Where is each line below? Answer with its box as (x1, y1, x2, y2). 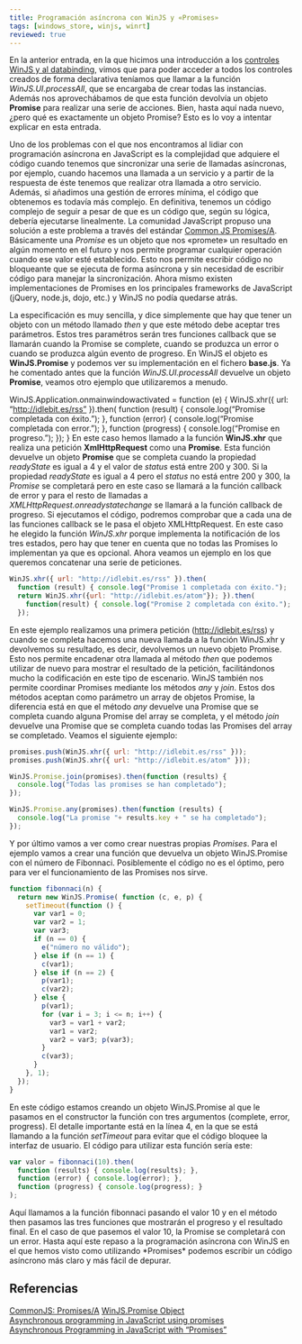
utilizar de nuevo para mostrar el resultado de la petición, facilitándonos (9, 663, 276, 673)
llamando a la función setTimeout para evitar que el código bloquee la (9, 1130, 268, 1141)
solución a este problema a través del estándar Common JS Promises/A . (9, 225, 278, 236)
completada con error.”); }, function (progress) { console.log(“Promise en (9, 423, 280, 434)
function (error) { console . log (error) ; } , (17, 1174, 182, 1184)
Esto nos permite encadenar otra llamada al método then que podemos (9, 653, 272, 663)
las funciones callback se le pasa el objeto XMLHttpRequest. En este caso (9, 519, 284, 530)
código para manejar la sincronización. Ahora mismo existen (9, 273, 234, 284)
